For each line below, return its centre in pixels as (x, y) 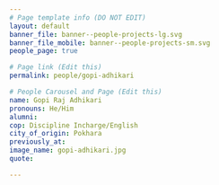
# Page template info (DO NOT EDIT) (78, 18)
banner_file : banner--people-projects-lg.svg (96, 34)
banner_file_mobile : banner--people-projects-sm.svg (110, 43)
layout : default (39, 26)
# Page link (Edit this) (56, 67)
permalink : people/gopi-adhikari (72, 76)
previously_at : (38, 142)
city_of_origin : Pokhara (56, 134)
